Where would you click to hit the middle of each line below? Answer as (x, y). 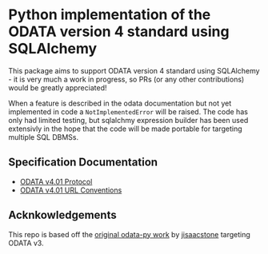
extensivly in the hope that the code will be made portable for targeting (125, 129)
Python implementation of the (110, 15)
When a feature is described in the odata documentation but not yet (120, 103)
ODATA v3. (26, 243)
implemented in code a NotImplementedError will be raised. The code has (128, 111)
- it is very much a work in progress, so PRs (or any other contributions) (126, 79)
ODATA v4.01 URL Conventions (71, 190)
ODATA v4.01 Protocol (56, 181)
